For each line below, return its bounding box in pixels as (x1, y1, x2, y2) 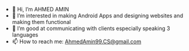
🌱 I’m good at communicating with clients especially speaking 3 (11, 25, 170, 32)
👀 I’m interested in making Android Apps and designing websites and (11, 12, 184, 19)
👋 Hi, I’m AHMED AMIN (11, 6, 69, 13)
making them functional (11, 19, 71, 25)
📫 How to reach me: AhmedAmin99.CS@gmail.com (11, 38, 142, 45)
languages (11, 31, 39, 38)
